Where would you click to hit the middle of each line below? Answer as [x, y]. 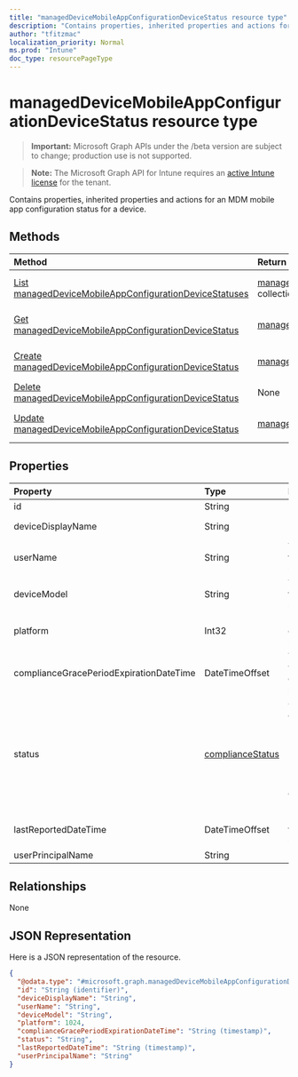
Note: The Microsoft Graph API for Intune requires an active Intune [153, 172]
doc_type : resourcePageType [61, 59]
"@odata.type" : [45, 982]
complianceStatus [241, 754]
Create [28, 355]
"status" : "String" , [55, 1040]
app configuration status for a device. [78, 209]
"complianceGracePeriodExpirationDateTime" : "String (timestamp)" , [145, 1032]
